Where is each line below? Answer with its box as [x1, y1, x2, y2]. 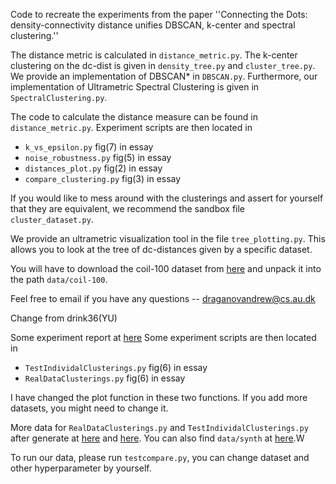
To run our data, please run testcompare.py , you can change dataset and [10, 452, 310, 463]
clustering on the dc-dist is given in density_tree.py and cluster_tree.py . [10, 60, 316, 71]
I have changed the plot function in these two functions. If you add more [10, 392, 308, 403]
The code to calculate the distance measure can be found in [10, 111, 258, 123]
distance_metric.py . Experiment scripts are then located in [10, 122, 253, 133]
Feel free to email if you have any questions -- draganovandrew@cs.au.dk [10, 293, 316, 304]
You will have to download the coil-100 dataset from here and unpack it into [10, 263, 322, 274]
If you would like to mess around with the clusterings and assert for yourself [10, 192, 324, 204]
